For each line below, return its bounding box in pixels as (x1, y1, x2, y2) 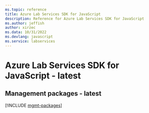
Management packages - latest (5, 90, 102, 98)
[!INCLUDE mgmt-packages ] (5, 102, 62, 108)
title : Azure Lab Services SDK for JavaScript (5, 12, 101, 17)
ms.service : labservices (5, 39, 55, 44)
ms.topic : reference (5, 7, 47, 12)
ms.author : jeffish (5, 20, 45, 26)
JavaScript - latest (5, 70, 81, 81)
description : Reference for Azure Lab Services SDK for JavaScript (5, 16, 145, 21)
